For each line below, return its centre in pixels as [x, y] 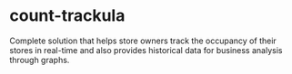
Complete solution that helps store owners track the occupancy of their [143, 41]
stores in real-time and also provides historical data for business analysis [146, 50]
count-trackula [67, 16]
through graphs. [40, 60]
